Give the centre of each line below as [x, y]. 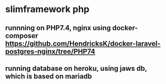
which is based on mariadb [49, 76]
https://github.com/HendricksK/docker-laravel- [83, 44]
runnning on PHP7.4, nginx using [58, 28]
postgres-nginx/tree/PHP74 [50, 51]
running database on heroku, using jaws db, [76, 68]
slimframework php [47, 9]
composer [22, 35]
